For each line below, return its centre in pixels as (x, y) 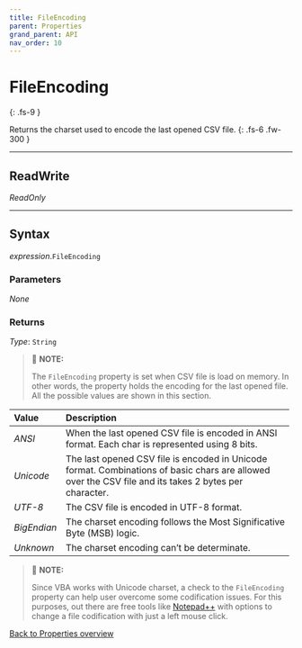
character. (88, 493)
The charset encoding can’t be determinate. (158, 548)
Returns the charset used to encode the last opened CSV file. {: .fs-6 (137, 130)
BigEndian (36, 527)
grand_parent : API (44, 34)
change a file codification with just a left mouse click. (129, 616)
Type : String (33, 342)
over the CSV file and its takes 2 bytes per (155, 481)
